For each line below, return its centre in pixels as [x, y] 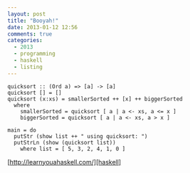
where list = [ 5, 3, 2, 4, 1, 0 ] [73, 149]
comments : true [30, 34]
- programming [35, 54]
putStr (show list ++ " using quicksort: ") [81, 136]
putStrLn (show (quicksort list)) [65, 142]
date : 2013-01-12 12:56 [43, 27]
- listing [28, 67]
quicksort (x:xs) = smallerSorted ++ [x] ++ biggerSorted [95, 99]
